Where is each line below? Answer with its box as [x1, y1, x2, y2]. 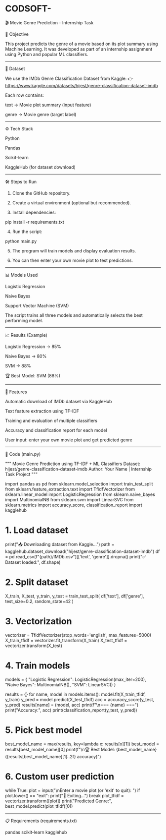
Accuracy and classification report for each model [5, 427, 107, 433]
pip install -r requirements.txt [5, 219, 64, 225]
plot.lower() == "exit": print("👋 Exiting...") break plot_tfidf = [5, 792, 124, 798]
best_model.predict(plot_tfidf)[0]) [5, 803, 73, 809]
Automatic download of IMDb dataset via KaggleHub [5, 398, 112, 404]
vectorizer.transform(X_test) [5, 643, 63, 649]
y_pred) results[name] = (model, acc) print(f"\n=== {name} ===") [5, 702, 139, 708]
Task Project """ [5, 471, 38, 477]
